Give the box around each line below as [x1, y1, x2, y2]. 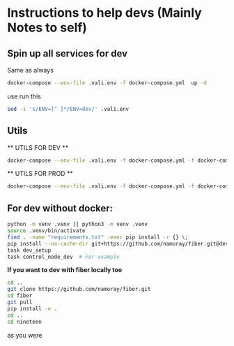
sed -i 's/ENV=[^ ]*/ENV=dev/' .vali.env [7, 105, 130, 112]
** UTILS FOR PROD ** [7, 170, 73, 178]
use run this [7, 92, 42, 100]
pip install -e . [7, 305, 58, 312]
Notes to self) [7, 20, 87, 36]
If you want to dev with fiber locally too [7, 266, 123, 274]
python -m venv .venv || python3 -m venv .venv [7, 221, 148, 228]
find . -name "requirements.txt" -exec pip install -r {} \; [7, 234, 189, 241]
